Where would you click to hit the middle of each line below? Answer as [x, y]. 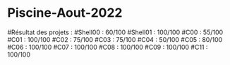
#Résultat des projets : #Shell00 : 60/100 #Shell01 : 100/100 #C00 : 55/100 [115, 32]
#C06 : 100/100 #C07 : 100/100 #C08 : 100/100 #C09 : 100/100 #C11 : [108, 47]
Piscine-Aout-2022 [65, 13]
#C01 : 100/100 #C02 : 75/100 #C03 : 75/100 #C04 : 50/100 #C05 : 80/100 [115, 39]
